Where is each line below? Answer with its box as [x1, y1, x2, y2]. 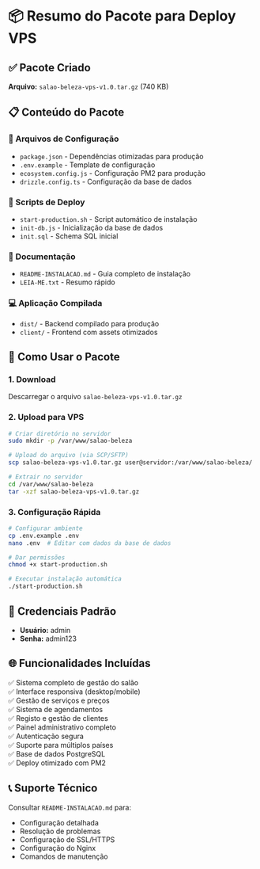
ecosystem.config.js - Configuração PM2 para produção [19, 168, 205, 177]
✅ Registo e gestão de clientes [8, 713, 108, 722]
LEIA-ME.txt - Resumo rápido [19, 277, 116, 287]
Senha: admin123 [19, 634, 77, 643]
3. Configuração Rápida [8, 506, 101, 517]
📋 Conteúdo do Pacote [8, 105, 125, 120]
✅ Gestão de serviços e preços [8, 696, 110, 705]
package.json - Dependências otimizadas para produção [19, 151, 204, 161]
